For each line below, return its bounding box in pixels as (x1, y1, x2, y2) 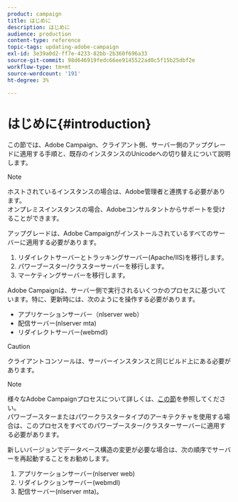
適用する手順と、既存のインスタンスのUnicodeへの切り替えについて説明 (19, 150, 231, 158)
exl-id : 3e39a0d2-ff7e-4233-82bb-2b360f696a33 (7, 51, 148, 58)
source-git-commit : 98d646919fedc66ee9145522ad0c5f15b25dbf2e (7, 57, 195, 64)
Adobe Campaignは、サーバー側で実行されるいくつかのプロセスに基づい (7, 286, 220, 295)
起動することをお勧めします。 (26, 454, 113, 463)
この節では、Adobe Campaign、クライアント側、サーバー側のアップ (7, 140, 207, 150)
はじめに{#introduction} (7, 115, 151, 132)
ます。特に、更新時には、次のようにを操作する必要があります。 (13, 295, 199, 303)
